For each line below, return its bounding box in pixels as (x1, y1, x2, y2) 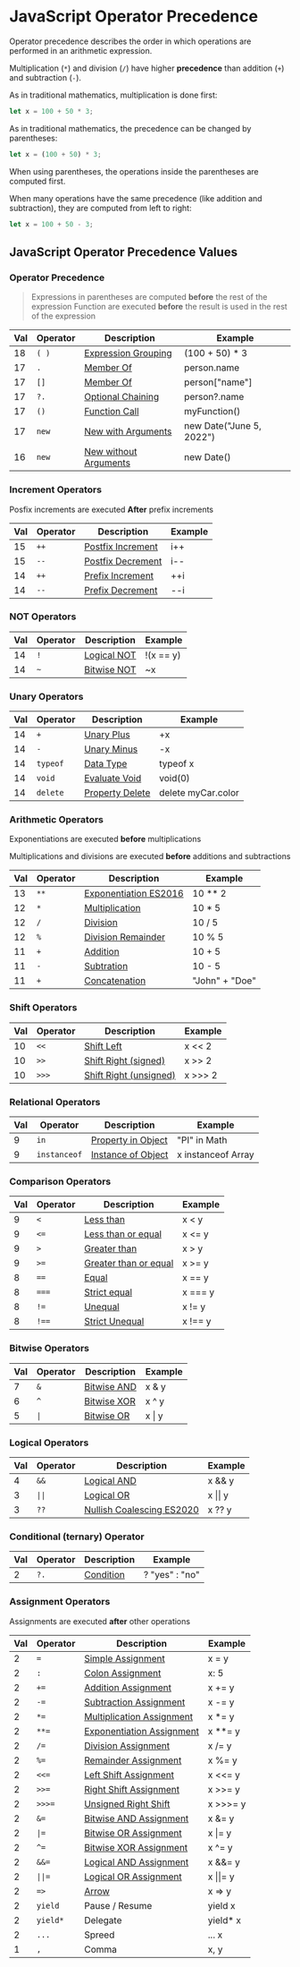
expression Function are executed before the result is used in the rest (30, 302, 287, 312)
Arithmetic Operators (9, 813, 104, 826)
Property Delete (84, 787, 151, 799)
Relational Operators (9, 1095, 101, 1108)
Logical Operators (9, 1436, 89, 1449)
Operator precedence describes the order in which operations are (9, 36, 252, 47)
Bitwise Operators (9, 1342, 89, 1355)
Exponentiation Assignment (84, 1724, 199, 1737)
